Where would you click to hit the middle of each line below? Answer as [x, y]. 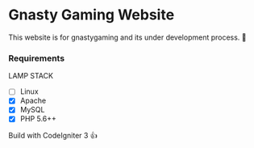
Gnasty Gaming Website [92, 15]
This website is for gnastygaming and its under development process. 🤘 [128, 37]
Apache [33, 101]
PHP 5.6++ [38, 119]
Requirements [37, 58]
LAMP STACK [31, 76]
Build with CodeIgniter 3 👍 [53, 136]
